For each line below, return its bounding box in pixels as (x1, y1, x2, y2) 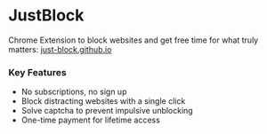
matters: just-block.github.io (8, 43, 112, 54)
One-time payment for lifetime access (20, 114, 161, 125)
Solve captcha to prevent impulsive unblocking (20, 106, 193, 116)
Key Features (8, 66, 68, 78)
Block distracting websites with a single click (20, 96, 186, 106)
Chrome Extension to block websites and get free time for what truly (8, 35, 259, 45)
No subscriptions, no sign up (20, 86, 127, 98)
